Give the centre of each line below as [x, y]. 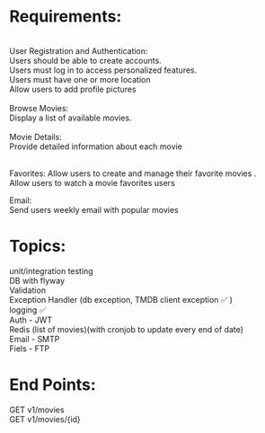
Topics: [38, 247]
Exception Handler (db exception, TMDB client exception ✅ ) [121, 299]
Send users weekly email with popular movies [94, 209]
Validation [28, 290]
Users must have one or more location [80, 79]
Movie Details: [36, 137]
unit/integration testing [51, 270]
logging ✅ [28, 309]
